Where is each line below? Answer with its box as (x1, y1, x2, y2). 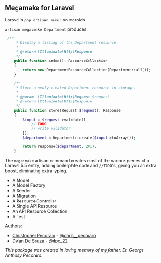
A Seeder (12, 187, 31, 193)
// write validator (31, 126, 71, 131)
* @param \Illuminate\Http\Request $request (16, 95, 110, 100)
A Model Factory (12, 182, 46, 188)
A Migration (12, 193, 36, 199)
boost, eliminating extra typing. (5, 168, 67, 174)
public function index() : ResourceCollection (14, 59, 108, 63)
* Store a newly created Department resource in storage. (16, 85, 136, 90)
